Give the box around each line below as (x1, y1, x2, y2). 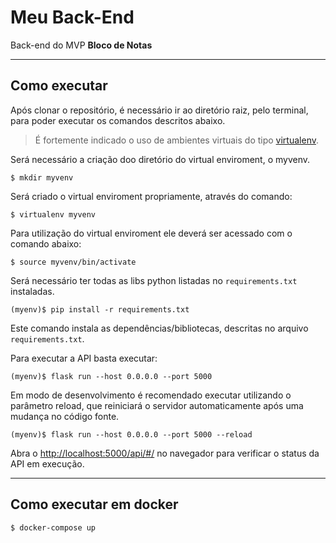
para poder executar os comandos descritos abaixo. (10, 114, 226, 126)
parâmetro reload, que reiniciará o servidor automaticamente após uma (10, 399, 304, 411)
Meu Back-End (10, 6, 135, 29)
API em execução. (10, 457, 85, 470)
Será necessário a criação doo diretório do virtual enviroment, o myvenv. (10, 153, 311, 165)
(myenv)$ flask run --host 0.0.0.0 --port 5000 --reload (10, 429, 253, 440)
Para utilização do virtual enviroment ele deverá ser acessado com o (10, 227, 293, 239)
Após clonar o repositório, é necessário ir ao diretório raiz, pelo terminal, (10, 104, 309, 116)
